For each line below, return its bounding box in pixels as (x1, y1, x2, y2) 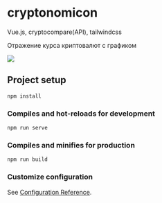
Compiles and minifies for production (7, 140, 135, 150)
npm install (7, 92, 42, 100)
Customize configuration (7, 172, 93, 182)
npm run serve (7, 125, 48, 132)
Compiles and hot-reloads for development (7, 109, 156, 118)
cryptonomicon (7, 5, 98, 21)
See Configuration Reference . (7, 188, 92, 196)
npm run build (7, 156, 48, 164)
